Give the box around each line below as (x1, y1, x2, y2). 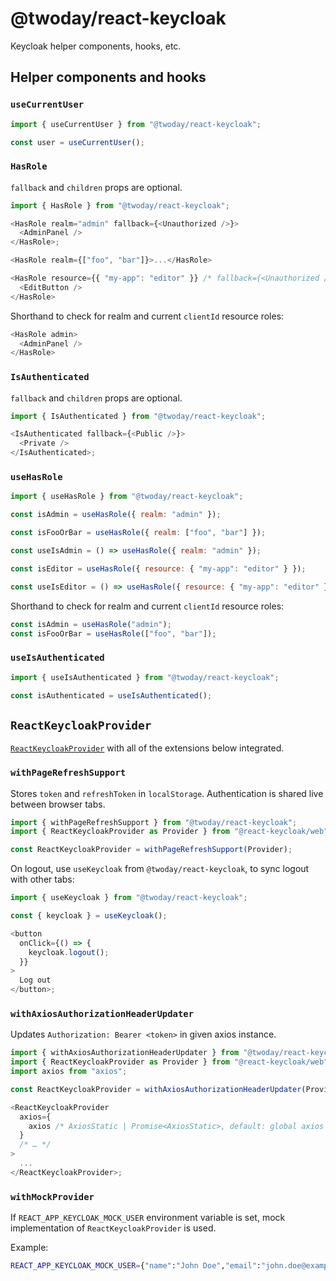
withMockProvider (10, 1191, 95, 1202)
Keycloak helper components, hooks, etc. (10, 40, 182, 52)
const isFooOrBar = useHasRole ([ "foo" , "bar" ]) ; (10, 628, 217, 639)
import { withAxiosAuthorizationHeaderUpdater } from (10, 1048, 240, 1058)
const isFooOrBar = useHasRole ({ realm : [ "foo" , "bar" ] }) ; (10, 528, 267, 538)
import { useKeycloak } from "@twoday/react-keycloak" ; (10, 893, 248, 903)
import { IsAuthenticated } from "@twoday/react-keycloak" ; (10, 411, 267, 421)
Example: (10, 1242, 49, 1254)
